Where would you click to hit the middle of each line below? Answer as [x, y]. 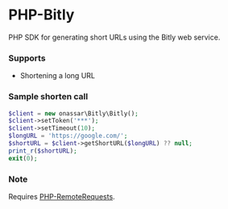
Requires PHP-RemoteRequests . [62, 196]
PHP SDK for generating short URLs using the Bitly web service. [114, 37]
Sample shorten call [48, 97]
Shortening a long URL [57, 76]
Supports [27, 58]
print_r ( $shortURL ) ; [43, 151]
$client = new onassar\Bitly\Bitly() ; [73, 113]
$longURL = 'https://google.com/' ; [68, 136]
